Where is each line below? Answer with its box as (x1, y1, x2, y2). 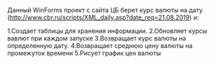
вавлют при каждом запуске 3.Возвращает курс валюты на (7, 34, 187, 42)
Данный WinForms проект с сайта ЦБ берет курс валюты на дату (7, 6, 203, 14)
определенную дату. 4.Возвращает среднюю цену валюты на (7, 42, 193, 49)
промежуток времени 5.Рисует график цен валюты (7, 49, 161, 57)
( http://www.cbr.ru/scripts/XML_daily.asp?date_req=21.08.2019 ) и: (7, 13, 199, 22)
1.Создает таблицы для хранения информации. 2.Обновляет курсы (7, 27, 208, 35)
